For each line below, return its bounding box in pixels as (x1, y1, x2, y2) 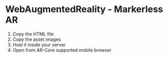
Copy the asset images (12, 36, 61, 42)
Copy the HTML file (12, 31, 54, 37)
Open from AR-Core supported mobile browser (12, 47, 112, 53)
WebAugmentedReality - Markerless (5, 4, 163, 15)
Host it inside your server (12, 41, 66, 47)
